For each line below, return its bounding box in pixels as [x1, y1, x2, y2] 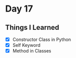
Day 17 [5, 3, 33, 15]
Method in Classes [12, 48, 51, 54]
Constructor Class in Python [12, 36, 71, 42]
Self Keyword [12, 42, 41, 48]
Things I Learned [5, 23, 59, 32]
